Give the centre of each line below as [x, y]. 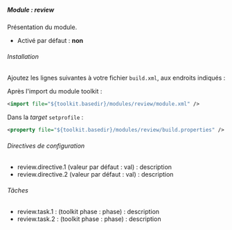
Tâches [18, 190]
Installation [23, 56]
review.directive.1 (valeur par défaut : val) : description [94, 167]
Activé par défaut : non [50, 40]
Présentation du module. [42, 27]
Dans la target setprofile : [45, 117]
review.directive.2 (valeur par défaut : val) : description [95, 175]
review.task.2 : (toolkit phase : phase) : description [89, 219]
